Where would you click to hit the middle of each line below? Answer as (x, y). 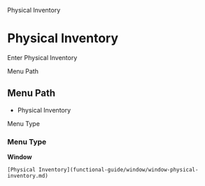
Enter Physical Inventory (42, 57)
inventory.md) (28, 176)
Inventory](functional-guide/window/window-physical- (118, 170)
